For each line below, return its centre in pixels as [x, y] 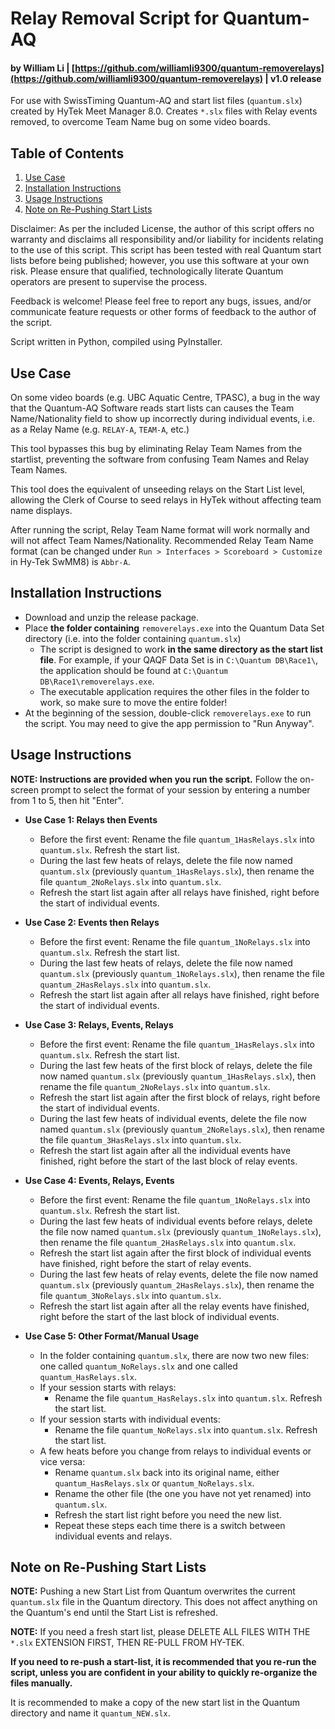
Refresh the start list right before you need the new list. [168, 1514]
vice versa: [62, 1461]
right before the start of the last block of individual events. [159, 1316]
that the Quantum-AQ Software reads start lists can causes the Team [152, 408]
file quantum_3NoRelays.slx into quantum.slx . [130, 1295]
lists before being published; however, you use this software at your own [160, 261]
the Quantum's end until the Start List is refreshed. [114, 1613]
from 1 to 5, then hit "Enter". [67, 800]
